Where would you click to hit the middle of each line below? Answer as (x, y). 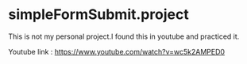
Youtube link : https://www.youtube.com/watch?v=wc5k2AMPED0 (116, 51)
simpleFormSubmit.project (98, 15)
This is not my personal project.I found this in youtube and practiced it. (124, 36)
